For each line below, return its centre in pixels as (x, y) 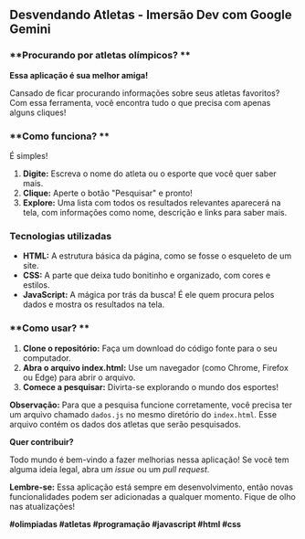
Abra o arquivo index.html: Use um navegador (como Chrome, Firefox (156, 367)
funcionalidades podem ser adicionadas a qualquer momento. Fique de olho (153, 496)
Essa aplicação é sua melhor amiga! (79, 75)
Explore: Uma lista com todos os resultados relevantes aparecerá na (152, 202)
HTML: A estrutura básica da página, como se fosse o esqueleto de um (157, 256)
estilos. (36, 285)
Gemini (30, 30)
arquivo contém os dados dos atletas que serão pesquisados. (126, 424)
